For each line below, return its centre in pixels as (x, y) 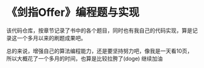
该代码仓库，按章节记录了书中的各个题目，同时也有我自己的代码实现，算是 (99, 30)
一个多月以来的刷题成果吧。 (51, 38)
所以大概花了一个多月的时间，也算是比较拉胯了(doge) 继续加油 (84, 58)
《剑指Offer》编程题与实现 (73, 12)
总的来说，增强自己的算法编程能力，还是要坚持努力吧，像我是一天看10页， (100, 51)
